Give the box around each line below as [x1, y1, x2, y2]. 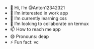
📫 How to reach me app [10, 26, 61, 32]
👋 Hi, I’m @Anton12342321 [10, 5, 65, 10]
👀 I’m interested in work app [10, 10, 68, 16]
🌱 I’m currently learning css [10, 15, 67, 21]
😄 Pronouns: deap [10, 33, 49, 39]
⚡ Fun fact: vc [10, 39, 39, 45]
